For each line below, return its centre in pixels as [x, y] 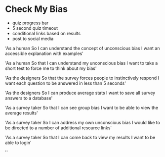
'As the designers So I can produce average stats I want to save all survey [80, 93]
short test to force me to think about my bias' [51, 68]
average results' [21, 113]
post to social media [33, 39]
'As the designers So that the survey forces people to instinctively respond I [82, 78]
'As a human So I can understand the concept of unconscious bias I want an [82, 48]
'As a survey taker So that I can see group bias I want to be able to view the [82, 107]
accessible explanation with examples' [44, 53]
